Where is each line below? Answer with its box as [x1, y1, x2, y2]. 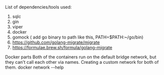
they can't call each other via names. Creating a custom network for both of [5, 59, 159, 65]
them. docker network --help [5, 64, 64, 70]
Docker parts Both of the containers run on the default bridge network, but [5, 54, 157, 60]
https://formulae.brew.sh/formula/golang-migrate [12, 45, 112, 50]
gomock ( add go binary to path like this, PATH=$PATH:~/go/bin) [12, 34, 144, 40]
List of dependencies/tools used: [5, 4, 72, 10]
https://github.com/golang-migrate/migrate [12, 39, 100, 45]
